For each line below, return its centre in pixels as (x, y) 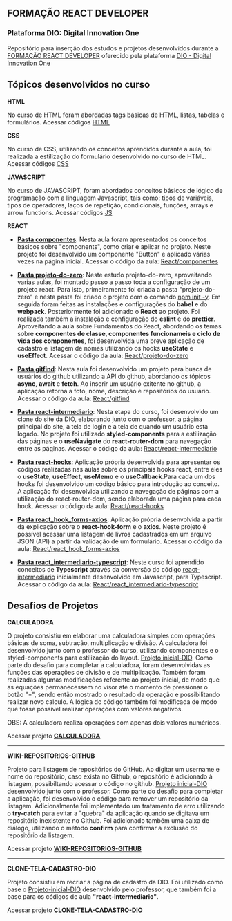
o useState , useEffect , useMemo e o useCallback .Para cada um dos (116, 476)
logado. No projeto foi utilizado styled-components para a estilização (117, 434)
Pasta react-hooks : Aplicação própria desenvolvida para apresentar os (119, 462)
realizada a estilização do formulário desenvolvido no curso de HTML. (107, 156)
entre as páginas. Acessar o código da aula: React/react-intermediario (117, 448)
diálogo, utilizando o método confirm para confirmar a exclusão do (103, 828)
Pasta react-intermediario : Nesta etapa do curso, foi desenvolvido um (118, 411)
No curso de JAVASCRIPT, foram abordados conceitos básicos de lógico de (115, 190)
